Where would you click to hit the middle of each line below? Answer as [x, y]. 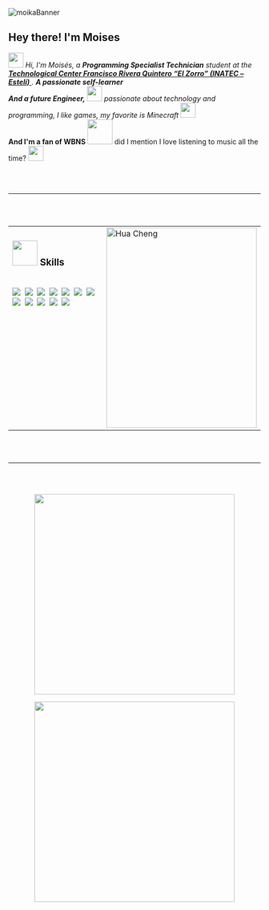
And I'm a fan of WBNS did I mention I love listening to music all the [133, 141]
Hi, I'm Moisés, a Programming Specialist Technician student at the [139, 65]
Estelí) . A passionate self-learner [66, 82]
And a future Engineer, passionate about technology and [112, 98]
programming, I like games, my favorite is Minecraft [94, 115]
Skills [52, 263]
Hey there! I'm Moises [64, 37]
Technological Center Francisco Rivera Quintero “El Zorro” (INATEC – [126, 73]
